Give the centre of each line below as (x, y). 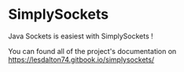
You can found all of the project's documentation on (92, 51)
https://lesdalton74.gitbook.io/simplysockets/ (81, 59)
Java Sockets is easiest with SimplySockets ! (81, 36)
